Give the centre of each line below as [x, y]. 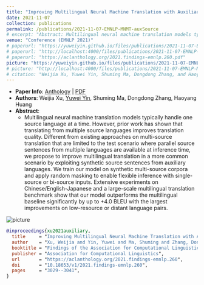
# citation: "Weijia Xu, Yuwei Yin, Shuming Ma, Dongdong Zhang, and [96, 74]
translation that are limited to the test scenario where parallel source [109, 143]
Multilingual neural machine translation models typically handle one [108, 118]
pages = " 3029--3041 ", [46, 271]
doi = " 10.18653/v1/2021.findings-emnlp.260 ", [80, 265]
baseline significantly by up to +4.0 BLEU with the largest [96, 202]
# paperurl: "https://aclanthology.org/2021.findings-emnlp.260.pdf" [96, 57]
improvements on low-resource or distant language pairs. [96, 208]
